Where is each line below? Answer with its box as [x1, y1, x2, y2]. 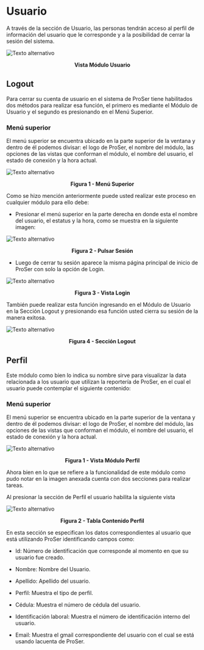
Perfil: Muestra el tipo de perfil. [15, 590, 93, 597]
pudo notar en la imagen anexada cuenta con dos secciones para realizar [6, 475, 191, 483]
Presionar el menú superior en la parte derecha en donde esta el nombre [15, 211, 198, 218]
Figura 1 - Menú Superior [70, 180, 135, 188]
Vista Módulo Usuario [74, 61, 131, 68]
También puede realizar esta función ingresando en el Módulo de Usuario [6, 301, 191, 309]
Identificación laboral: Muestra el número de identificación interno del [15, 613, 190, 621]
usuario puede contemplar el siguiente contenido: [6, 384, 131, 392]
